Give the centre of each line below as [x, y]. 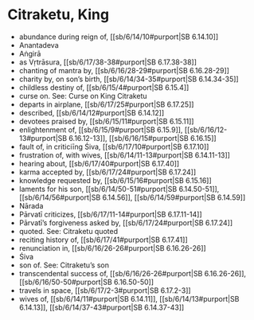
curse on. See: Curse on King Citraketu [83, 96]
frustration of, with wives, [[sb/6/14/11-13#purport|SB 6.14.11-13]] [124, 155]
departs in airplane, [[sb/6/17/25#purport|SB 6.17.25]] [106, 104]
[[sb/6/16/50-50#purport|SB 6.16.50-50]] [86, 282]
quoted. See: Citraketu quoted [68, 231]
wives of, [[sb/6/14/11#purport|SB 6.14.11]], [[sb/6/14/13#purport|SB [129, 299]
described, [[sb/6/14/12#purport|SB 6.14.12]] [92, 112]
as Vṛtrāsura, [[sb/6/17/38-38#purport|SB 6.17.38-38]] [107, 62]
